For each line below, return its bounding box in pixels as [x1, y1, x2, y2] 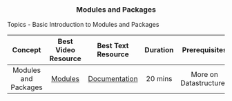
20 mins [146, 74, 173, 84]
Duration [144, 45, 174, 55]
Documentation [88, 74, 138, 84]
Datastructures [180, 78, 229, 88]
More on [191, 70, 219, 80]
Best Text [97, 41, 129, 51]
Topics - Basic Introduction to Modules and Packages [7, 21, 159, 29]
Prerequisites [182, 45, 227, 55]
